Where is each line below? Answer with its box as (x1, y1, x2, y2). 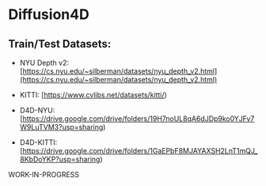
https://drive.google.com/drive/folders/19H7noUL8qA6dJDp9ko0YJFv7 (22, 114, 255, 123)
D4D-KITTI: (19, 138, 58, 147)
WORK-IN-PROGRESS (8, 170, 80, 179)
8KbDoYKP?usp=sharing (19, 154, 101, 164)
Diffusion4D (8, 6, 89, 24)
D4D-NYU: (19, 105, 55, 115)
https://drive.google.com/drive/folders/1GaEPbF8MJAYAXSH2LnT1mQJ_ (22, 146, 258, 155)
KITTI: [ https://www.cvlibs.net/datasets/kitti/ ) (19, 90, 168, 100)
